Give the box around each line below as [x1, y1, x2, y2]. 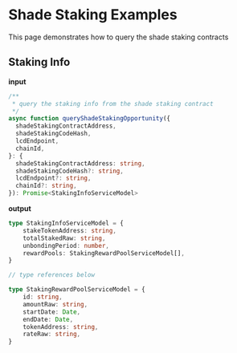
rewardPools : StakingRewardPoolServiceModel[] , [22, 249, 185, 258]
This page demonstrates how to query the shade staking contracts [8, 32, 229, 42]
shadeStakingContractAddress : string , [15, 159, 146, 168]
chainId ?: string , [15, 182, 78, 190]
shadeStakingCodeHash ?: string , [15, 167, 125, 175]
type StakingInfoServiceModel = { [8, 219, 125, 227]
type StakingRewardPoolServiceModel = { [8, 286, 146, 294]
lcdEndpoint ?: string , [15, 174, 92, 182]
